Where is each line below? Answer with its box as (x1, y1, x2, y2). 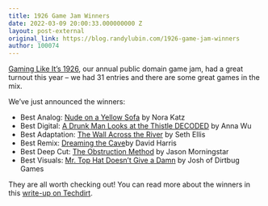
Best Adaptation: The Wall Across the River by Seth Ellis (19, 130, 206, 140)
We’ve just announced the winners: (8, 97, 126, 107)
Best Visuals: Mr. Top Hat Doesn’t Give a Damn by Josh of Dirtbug (19, 155, 240, 166)
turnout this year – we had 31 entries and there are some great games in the (8, 73, 260, 82)
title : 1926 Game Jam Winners (8, 11, 111, 20)
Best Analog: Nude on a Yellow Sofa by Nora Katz (19, 112, 186, 122)
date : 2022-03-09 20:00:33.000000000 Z (8, 19, 143, 27)
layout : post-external (8, 27, 85, 35)
